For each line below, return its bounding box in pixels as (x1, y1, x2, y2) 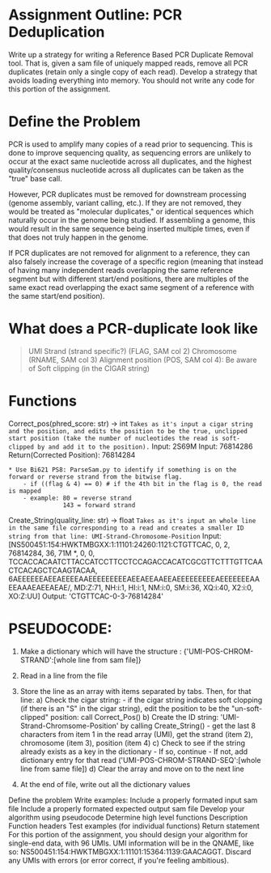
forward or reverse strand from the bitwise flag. (8, 472, 183, 481)
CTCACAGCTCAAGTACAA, (8, 565, 98, 575)
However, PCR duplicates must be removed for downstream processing (8, 189, 247, 199)
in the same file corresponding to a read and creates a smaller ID (8, 524, 244, 532)
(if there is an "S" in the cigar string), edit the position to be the (19, 703, 231, 713)
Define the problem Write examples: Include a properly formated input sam (8, 795, 258, 805)
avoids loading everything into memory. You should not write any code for (8, 75, 255, 85)
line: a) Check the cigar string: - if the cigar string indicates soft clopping (19, 695, 263, 705)
